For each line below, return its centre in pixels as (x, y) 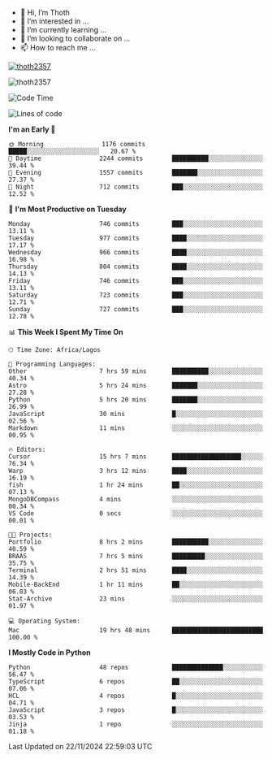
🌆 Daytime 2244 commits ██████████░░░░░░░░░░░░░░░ (136, 158)
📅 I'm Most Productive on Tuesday (68, 209)
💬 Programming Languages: (52, 364)
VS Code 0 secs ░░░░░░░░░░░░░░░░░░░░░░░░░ (136, 514)
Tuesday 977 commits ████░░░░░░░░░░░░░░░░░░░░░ (136, 238)
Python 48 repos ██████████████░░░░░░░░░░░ (136, 667)
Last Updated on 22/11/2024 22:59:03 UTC (80, 746)
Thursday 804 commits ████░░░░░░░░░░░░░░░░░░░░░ (136, 267)
